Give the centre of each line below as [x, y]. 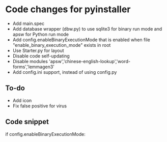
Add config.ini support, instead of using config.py [65, 72]
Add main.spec [29, 23]
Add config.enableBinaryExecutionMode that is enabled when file [81, 40]
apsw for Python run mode [41, 34]
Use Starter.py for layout [38, 50]
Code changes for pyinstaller [68, 9]
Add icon [22, 100]
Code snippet [27, 122]
